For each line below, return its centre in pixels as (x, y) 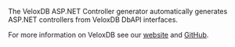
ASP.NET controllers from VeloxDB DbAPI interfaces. (93, 20)
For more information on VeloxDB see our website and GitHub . (108, 35)
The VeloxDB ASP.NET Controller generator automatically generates (118, 11)
